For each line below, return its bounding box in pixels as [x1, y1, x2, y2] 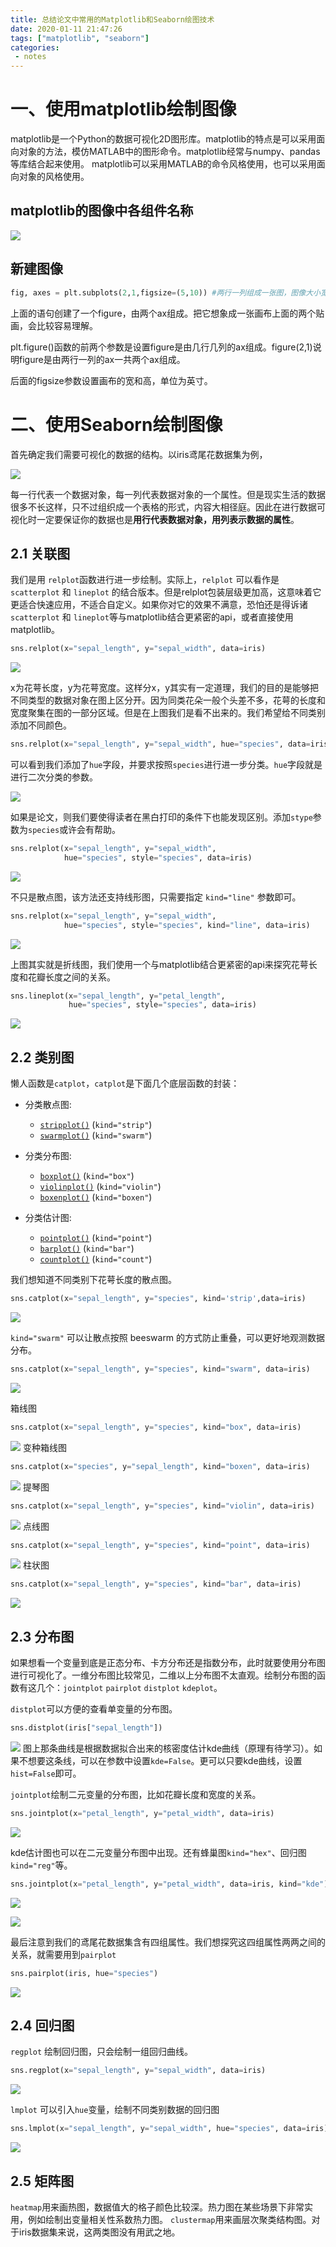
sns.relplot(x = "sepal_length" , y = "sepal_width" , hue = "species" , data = [10, 739, 311, 750]
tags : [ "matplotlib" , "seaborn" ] [10, 33, 150, 43]
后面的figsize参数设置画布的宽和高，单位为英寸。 [10, 374, 213, 386]
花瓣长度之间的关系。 [27, 971, 116, 983]
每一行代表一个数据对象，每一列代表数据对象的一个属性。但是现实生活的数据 [10, 488, 326, 500]
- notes [14, 52, 47, 62]
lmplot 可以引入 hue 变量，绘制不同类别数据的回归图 [10, 2104, 220, 2116]
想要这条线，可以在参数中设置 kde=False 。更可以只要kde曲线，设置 [27, 1754, 303, 1766]
